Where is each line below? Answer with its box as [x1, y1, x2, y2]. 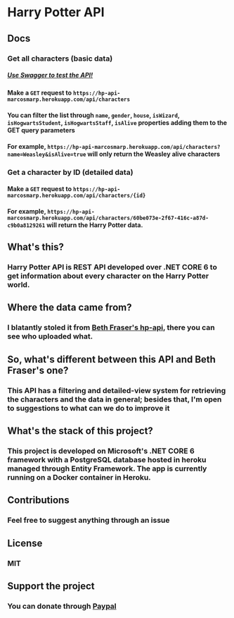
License [7, 537, 43, 549]
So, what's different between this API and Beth [7, 353, 216, 365]
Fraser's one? [7, 364, 69, 376]
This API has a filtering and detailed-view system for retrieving [7, 385, 226, 395]
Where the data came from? [7, 301, 132, 314]
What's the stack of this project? [7, 425, 153, 437]
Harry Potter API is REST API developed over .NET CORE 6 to [7, 262, 218, 272]
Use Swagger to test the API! [7, 71, 93, 80]
